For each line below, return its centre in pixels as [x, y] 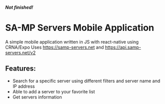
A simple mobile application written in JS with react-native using [72, 42]
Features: [21, 69]
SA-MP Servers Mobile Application [80, 28]
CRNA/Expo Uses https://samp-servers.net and [55, 47]
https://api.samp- [123, 47]
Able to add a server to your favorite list [53, 91]
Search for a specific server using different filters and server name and [86, 81]
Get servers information [37, 97]
